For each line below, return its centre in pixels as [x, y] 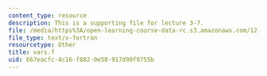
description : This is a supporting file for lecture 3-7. [106, 23]
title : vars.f [32, 52]
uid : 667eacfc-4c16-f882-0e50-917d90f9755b [81, 60]
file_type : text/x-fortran [53, 38]
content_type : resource [48, 15]
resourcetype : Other [43, 45]
